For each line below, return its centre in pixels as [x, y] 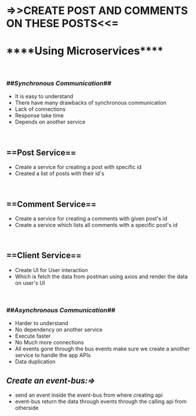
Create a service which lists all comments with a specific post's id [96, 225]
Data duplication [35, 362]
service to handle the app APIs [53, 355]
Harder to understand [42, 323]
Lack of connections [40, 109]
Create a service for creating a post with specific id [78, 167]
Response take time [39, 116]
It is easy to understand [44, 96]
